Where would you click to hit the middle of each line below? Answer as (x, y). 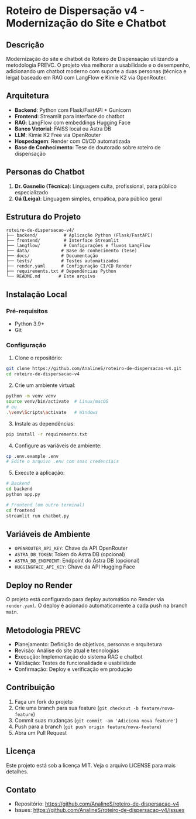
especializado (31, 192)
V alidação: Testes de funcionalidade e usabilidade (75, 663)
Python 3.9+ (30, 324)
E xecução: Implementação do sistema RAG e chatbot (78, 656)
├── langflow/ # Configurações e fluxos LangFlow (78, 246)
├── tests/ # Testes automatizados (62, 261)
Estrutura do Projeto (44, 217)
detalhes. (17, 772)
